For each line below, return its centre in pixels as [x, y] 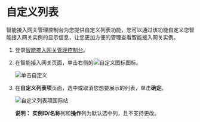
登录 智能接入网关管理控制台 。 [51, 50]
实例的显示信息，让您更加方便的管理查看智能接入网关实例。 [105, 37]
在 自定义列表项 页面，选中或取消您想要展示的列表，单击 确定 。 [91, 87]
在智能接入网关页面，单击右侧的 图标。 [78, 62]
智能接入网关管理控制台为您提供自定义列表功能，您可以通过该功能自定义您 [98, 30]
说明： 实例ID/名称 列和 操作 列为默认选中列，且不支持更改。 [87, 113]
